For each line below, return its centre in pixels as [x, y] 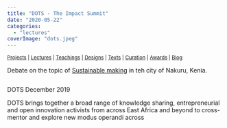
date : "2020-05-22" [35, 20]
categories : [24, 26]
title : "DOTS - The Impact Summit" [58, 13]
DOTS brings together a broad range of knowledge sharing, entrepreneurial [113, 103]
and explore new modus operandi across [86, 118]
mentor [17, 118]
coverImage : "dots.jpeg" [43, 39]
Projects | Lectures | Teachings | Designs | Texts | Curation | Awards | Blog [95, 58]
